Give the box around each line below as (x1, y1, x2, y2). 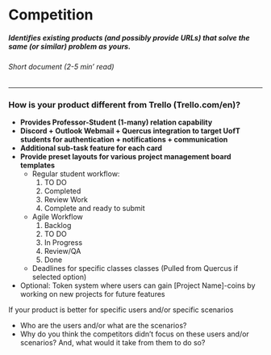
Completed (44, 186, 81, 196)
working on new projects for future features (19, 289, 165, 299)
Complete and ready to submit (44, 204, 145, 213)
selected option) (31, 273, 87, 282)
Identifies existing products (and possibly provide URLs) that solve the (8, 32, 250, 42)
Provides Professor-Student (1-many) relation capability (19, 117, 213, 127)
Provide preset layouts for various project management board (19, 152, 231, 162)
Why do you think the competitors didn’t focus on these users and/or (19, 329, 250, 339)
